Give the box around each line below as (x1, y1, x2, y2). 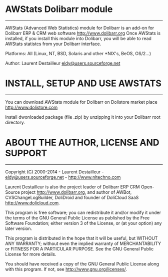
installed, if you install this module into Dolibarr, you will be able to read (5, 35, 151, 41)
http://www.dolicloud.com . (5, 199, 60, 206)
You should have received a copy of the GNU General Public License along (5, 260, 159, 266)
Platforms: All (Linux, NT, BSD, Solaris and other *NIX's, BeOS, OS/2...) (5, 50, 151, 56)
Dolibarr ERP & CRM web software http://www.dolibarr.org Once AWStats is (5, 30, 161, 36)
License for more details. (5, 251, 56, 257)
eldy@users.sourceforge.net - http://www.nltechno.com (5, 174, 121, 180)
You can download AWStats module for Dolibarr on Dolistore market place (5, 99, 157, 105)
